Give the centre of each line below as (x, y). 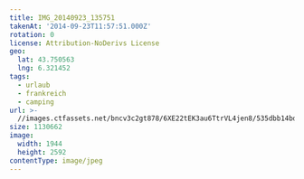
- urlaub (34, 85)
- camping (36, 102)
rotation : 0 (32, 34)
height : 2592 (42, 152)
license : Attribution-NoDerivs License (85, 43)
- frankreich (42, 93)
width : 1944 (40, 144)
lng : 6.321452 (44, 69)
